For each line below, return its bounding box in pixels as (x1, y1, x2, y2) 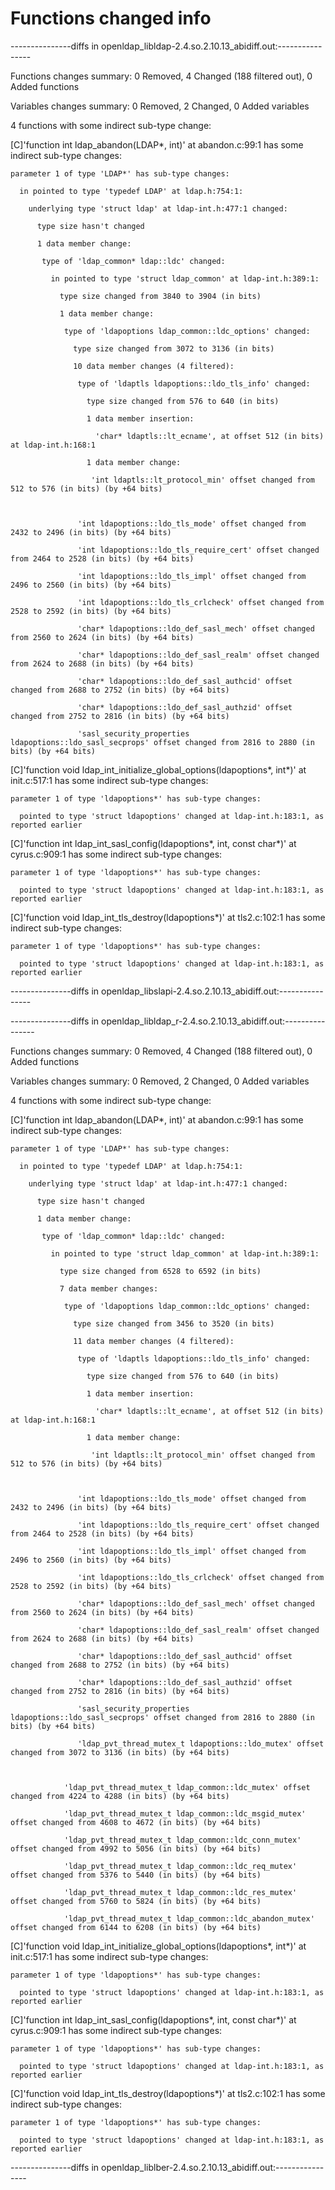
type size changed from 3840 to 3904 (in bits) (59, 291, 262, 301)
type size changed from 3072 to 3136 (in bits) (73, 343, 275, 354)
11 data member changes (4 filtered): (73, 1336, 235, 1346)
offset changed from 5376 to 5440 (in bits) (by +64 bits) (10, 1870, 262, 1880)
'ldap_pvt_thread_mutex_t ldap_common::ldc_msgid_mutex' (63, 1808, 307, 1819)
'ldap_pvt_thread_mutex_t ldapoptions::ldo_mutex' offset (77, 1738, 325, 1749)
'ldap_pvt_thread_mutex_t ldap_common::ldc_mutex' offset (63, 1782, 311, 1792)
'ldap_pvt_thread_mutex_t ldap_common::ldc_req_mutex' (63, 1861, 298, 1871)
